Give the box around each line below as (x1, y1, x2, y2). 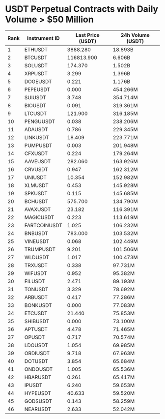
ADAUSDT (24, 126, 48, 133)
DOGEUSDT (24, 78, 52, 85)
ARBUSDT (24, 294, 48, 300)
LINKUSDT (24, 134, 49, 141)
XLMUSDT (24, 182, 49, 189)
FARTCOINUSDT (24, 222, 62, 229)
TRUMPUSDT (24, 246, 55, 253)
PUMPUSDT (24, 142, 53, 149)
